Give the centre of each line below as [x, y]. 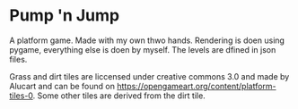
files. [18, 59]
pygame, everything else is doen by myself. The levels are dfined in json [143, 49]
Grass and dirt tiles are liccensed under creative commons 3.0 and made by [149, 76]
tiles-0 [21, 96]
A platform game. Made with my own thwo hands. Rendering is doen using [147, 40]
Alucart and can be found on [62, 86]
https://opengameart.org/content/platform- [196, 86]
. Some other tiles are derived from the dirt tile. [119, 96]
